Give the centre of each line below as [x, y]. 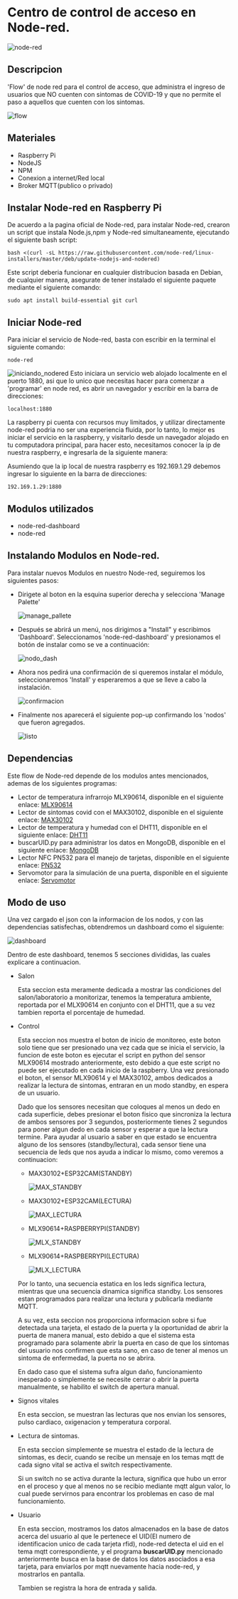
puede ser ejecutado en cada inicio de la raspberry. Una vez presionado [123, 1070]
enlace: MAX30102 [45, 820]
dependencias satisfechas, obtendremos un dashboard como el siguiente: [116, 927]
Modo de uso [37, 903]
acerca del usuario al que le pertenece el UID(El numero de [104, 1536]
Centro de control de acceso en [102, 12]
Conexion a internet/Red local [61, 178]
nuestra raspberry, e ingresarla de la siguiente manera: [88, 453]
